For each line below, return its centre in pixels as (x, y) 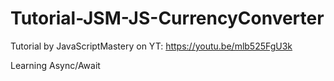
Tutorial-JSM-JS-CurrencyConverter (167, 18)
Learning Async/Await (55, 65)
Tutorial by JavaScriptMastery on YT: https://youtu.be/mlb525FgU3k (151, 46)
